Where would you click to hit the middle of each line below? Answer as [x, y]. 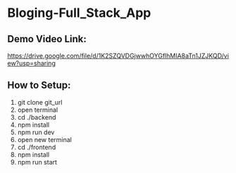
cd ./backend [37, 117]
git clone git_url [40, 102]
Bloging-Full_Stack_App [79, 13]
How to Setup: [39, 85]
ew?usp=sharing [32, 63]
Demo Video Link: [47, 39]
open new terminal [44, 139]
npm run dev [36, 132]
